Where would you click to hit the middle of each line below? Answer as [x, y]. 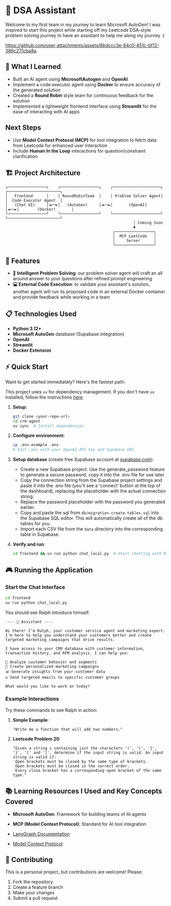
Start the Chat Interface [35, 587]
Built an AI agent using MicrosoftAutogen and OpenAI [70, 79]
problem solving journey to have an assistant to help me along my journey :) [85, 35]
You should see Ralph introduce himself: [48, 613]
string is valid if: [34, 757]
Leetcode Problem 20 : [37, 739]
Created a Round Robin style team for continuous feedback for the [83, 95]
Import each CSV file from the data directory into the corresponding [92, 529]
